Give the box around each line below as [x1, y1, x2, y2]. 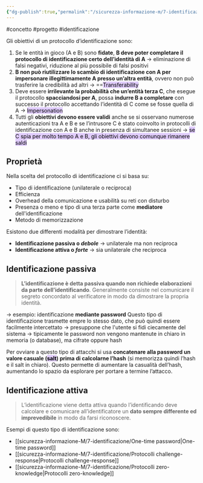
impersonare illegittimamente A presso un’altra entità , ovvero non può [14, 74, 195, 82]
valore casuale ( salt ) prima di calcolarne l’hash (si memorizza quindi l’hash [6, 355, 196, 362]
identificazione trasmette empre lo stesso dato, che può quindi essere [6, 317, 180, 324]
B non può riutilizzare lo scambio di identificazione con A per [14, 68, 171, 76]
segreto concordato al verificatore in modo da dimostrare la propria [21, 293, 189, 300]
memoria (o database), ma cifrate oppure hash [6, 337, 123, 344]
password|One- [156, 438, 195, 445]
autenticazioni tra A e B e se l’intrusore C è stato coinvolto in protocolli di [14, 119, 196, 127]
